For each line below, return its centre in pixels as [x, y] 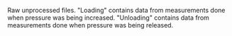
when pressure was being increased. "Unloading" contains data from [108, 18]
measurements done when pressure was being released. [90, 25]
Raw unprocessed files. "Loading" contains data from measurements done [116, 10]
